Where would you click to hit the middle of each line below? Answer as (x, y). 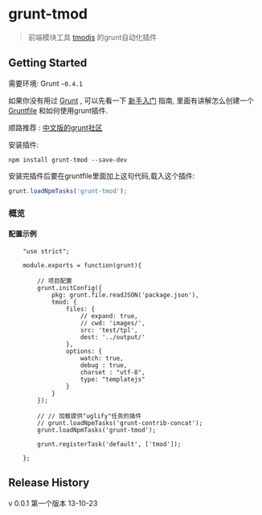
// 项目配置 (55, 281)
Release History (49, 483)
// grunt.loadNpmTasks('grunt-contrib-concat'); (120, 423)
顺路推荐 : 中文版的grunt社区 (55, 127)
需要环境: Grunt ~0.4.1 (45, 83)
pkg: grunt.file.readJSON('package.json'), (125, 295)
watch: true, (102, 358)
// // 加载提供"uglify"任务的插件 (90, 416)
